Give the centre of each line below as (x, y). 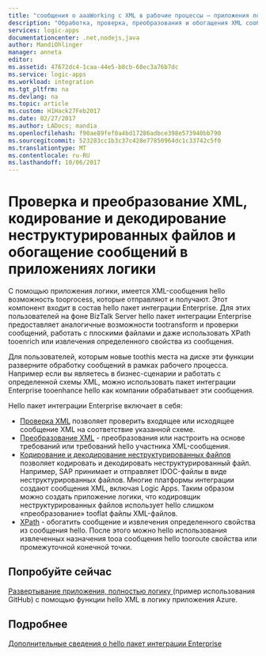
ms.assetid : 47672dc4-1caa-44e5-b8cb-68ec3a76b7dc (93, 67)
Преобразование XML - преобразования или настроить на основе (132, 438)
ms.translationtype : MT (47, 148)
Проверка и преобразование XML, (128, 202)
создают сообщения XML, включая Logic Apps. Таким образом (127, 488)
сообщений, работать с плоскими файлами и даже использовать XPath (129, 333)
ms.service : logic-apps (47, 74)
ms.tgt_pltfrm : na (38, 89)
